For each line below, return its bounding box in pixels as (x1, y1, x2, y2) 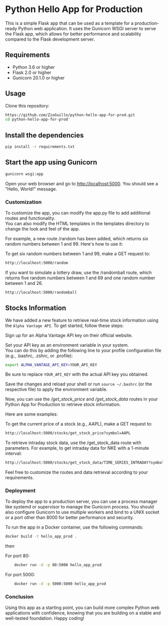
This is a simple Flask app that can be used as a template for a (5, 20, 134, 26)
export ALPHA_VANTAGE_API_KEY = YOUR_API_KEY (5, 362, 97, 367)
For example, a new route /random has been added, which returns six (5, 235, 148, 242)
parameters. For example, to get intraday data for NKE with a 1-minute (5, 445, 149, 451)
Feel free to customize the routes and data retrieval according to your (5, 469, 148, 475)
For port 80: (5, 553, 30, 559)
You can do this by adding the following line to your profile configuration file (5, 347, 161, 353)
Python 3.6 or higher (12, 64, 55, 70)
